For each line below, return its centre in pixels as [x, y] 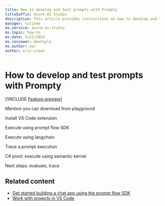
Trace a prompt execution [31, 147]
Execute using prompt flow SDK [37, 128]
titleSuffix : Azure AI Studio [36, 14]
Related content [30, 181]
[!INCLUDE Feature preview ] [34, 99]
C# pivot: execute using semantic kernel [46, 156]
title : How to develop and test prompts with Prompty [61, 10]
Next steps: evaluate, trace [32, 166]
